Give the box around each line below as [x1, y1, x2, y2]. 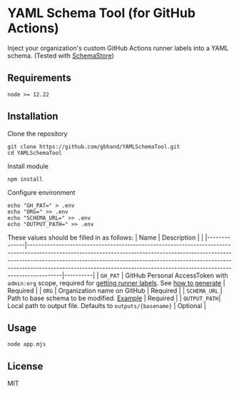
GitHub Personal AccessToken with [125, 271, 228, 280]
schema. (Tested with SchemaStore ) [7, 51, 114, 60]
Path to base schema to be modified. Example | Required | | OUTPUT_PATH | [7, 294, 221, 302]
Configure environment [7, 188, 76, 197]
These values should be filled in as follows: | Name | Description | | [7, 233, 204, 242]
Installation [7, 111, 59, 123]
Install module [7, 162, 49, 170]
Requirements [7, 72, 71, 84]
